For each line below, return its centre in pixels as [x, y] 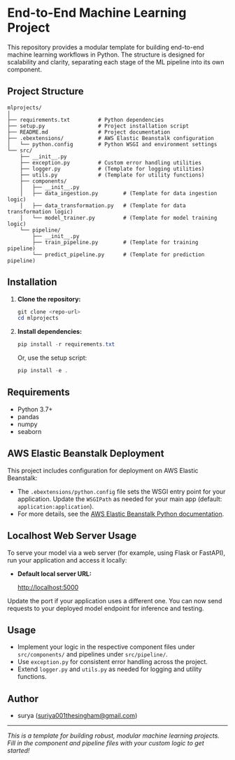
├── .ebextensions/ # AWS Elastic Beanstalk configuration [111, 138]
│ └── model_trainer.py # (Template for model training [119, 218]
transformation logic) [40, 211]
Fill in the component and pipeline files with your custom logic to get [106, 743]
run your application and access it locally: [67, 560]
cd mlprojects [38, 318]
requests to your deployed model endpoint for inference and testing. [106, 608]
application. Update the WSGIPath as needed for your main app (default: [120, 499]
